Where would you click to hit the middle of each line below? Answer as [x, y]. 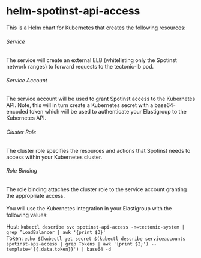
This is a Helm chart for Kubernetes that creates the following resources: [96, 28]
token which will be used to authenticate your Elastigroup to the [108, 112]
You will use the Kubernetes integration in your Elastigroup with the [89, 208]
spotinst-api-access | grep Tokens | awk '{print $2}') [77, 244]
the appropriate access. [36, 195]
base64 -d [99, 249]
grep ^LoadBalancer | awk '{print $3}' [56, 232]
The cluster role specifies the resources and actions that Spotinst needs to [98, 150]
